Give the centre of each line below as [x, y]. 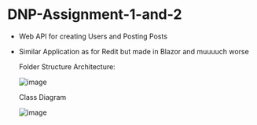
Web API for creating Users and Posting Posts [93, 36]
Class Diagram [42, 97]
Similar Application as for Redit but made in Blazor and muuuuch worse [134, 51]
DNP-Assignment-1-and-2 [95, 15]
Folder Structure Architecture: [67, 66]
